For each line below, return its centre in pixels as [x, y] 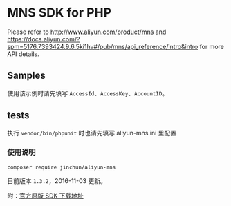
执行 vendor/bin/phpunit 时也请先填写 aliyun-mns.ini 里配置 [92, 133]
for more [212, 46]
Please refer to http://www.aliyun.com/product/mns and [87, 32]
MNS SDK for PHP [59, 13]
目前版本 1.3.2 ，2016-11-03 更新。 [57, 180]
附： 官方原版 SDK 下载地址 [46, 196]
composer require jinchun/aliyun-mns [62, 167]
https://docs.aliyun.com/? [44, 39]
